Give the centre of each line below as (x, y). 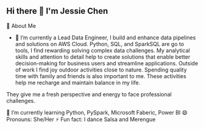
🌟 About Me (21, 25)
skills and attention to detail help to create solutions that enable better (103, 57)
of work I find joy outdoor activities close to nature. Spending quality (101, 70)
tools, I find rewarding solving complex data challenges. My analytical (102, 50)
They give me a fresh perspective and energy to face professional (89, 94)
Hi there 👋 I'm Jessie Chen (57, 11)
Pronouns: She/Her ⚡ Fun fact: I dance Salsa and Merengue (81, 119)
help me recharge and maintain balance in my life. (78, 82)
